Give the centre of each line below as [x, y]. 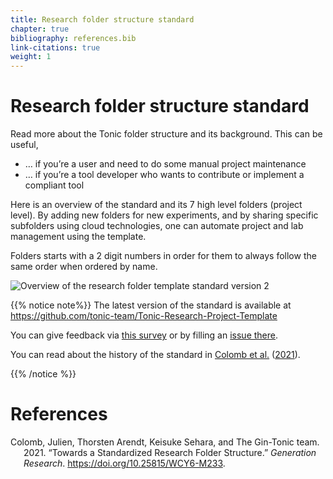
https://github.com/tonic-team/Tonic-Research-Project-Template [144, 316]
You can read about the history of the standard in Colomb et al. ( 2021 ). [155, 355]
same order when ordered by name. [84, 267]
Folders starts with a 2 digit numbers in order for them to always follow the [163, 256]
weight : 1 [31, 57]
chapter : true [40, 29]
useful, [24, 145]
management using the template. [78, 237]
